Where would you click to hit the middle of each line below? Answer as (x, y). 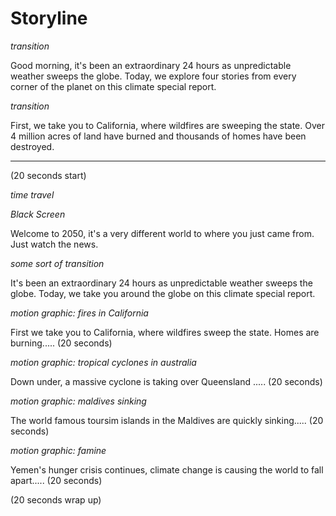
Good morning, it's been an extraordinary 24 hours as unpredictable (151, 65)
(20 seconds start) (48, 175)
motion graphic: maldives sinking (78, 401)
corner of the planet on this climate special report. (113, 86)
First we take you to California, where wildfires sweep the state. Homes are (165, 332)
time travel (32, 194)
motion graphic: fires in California (79, 313)
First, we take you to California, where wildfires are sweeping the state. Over (167, 125)
